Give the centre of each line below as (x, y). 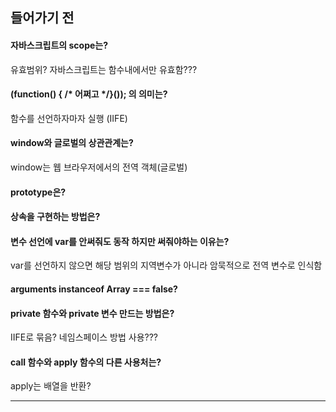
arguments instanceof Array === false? (94, 289)
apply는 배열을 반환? (51, 386)
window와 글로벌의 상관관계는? (72, 143)
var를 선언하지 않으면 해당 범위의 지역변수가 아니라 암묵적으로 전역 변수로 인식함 (166, 265)
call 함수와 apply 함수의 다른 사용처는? (86, 362)
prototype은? (38, 192)
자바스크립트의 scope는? (59, 45)
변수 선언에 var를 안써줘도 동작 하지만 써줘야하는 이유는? (120, 241)
